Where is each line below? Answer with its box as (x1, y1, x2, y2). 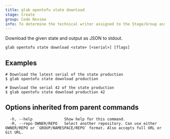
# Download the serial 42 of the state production (5, 85, 114, 91)
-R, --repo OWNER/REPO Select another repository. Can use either (10, 121, 157, 126)
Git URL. (5, 129, 24, 135)
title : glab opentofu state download (5, 7, 85, 13)
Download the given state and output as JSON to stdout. (5, 35, 123, 41)
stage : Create (5, 12, 35, 17)
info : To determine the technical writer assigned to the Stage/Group (5, 21, 157, 27)
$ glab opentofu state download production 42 (5, 90, 105, 95)
